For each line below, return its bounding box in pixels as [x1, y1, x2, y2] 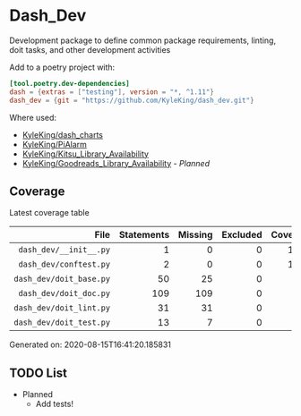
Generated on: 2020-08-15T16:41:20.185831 [9, 339, 172, 350]
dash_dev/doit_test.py [13, 318, 110, 327]
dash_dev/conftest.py [18, 259, 110, 269]
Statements [118, 229, 170, 242]
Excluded [221, 229, 262, 242]
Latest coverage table [9, 208, 90, 218]
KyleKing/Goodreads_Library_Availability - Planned [21, 157, 211, 168]
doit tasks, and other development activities [9, 44, 171, 55]
